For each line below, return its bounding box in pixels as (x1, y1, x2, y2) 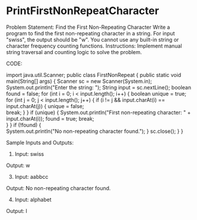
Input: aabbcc (14, 173, 49, 180)
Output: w (6, 162, 31, 169)
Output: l (6, 207, 28, 214)
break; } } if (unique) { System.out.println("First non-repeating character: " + (6, 109, 191, 116)
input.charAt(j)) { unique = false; (6, 102, 84, 109)
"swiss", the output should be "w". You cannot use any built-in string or (6, 36, 179, 43)
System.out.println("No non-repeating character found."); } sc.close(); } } (6, 128, 183, 135)
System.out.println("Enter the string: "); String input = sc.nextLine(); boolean (6, 84, 192, 91)
